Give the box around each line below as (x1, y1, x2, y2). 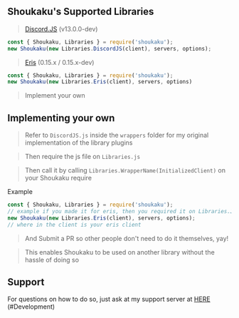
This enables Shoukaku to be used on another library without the (24, 247, 215, 256)
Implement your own (24, 91, 85, 100)
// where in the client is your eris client (7, 221, 142, 228)
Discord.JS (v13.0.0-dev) (24, 24, 98, 33)
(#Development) (7, 302, 55, 311)
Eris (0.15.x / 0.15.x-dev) (24, 58, 95, 66)
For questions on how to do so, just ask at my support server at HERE (7, 295, 211, 304)
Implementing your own (7, 112, 115, 124)
